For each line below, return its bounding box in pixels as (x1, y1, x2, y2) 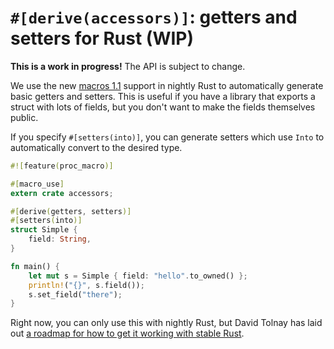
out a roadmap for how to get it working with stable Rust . (10, 327, 245, 340)
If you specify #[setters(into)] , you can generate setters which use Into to (10, 131, 325, 143)
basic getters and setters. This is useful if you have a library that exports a (10, 90, 316, 102)
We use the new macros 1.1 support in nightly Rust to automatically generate (10, 79, 324, 91)
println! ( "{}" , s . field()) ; (28, 280, 145, 290)
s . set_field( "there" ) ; (28, 289, 123, 300)
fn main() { (10, 261, 60, 271)
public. (10, 111, 39, 123)
